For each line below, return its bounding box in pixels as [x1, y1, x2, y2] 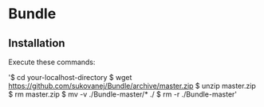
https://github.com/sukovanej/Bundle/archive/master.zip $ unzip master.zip [8, 81, 257, 90]
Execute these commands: [8, 57, 96, 67]
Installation [8, 36, 65, 50]
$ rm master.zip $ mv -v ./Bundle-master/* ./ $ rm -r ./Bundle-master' [8, 90, 238, 99]
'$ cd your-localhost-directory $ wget [8, 73, 132, 82]
